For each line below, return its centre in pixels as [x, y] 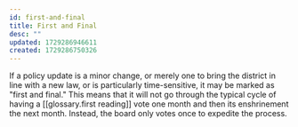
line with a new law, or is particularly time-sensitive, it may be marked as [142, 85]
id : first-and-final [48, 17]
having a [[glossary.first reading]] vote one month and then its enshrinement [149, 104]
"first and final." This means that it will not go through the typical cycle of [143, 95]
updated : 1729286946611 [53, 42]
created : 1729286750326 [53, 51]
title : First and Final [53, 26]
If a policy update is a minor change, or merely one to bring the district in [143, 75]
